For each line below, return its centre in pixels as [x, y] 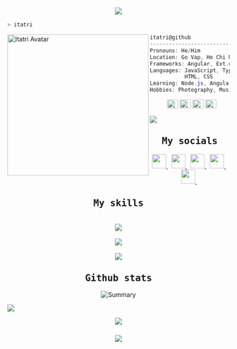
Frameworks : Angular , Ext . [189, 63]
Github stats [119, 278]
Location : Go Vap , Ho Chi [188, 57]
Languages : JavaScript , [185, 71]
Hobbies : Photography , [183, 90]
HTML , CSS [199, 77]
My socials [190, 141]
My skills [119, 203]
